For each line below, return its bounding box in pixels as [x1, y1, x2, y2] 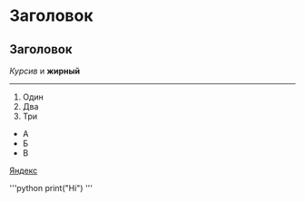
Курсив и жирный [9, 65, 81, 76]
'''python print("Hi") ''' [9, 183, 93, 193]
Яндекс [9, 165, 38, 176]
